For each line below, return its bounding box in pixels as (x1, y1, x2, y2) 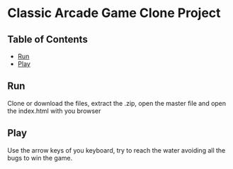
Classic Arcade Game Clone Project (7, 5, 221, 21)
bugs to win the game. (7, 153, 73, 162)
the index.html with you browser (7, 107, 101, 115)
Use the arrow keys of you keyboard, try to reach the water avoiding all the (7, 146, 226, 154)
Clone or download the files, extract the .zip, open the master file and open (7, 99, 227, 107)
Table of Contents (7, 33, 89, 45)
